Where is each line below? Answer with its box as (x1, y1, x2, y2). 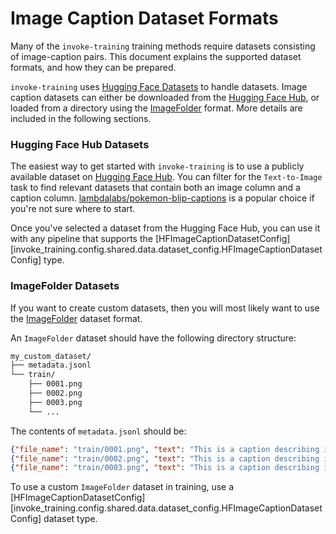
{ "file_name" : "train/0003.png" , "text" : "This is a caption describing (10, 463, 320, 473)
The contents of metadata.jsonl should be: (10, 425, 187, 437)
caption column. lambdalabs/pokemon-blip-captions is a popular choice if (10, 192, 315, 204)
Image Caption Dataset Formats (10, 7, 279, 30)
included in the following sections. (10, 112, 152, 124)
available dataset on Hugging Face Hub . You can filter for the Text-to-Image (10, 171, 323, 183)
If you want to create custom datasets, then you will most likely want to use (10, 302, 320, 314)
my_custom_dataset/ (10, 351, 92, 361)
